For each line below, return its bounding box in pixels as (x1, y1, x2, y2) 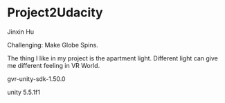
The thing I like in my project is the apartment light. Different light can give (7, 54, 218, 62)
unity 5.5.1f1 (7, 88, 40, 96)
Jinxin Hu (7, 27, 35, 36)
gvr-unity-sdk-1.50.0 (7, 74, 66, 83)
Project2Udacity (7, 5, 103, 21)
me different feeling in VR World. (7, 61, 100, 69)
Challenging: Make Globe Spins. (7, 41, 98, 49)
